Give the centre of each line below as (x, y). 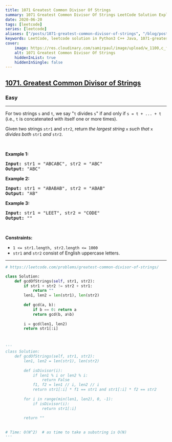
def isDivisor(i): (43, 370)
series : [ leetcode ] (26, 29)
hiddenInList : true (35, 57)
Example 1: (17, 154)
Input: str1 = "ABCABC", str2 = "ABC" (54, 164)
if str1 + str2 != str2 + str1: (58, 286)
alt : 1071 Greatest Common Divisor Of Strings (65, 53)
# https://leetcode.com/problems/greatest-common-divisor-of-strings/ (82, 267)
